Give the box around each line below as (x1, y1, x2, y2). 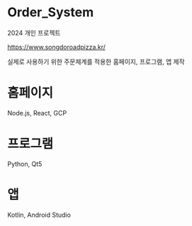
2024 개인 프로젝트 (7, 28, 61, 37)
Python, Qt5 (7, 159, 43, 168)
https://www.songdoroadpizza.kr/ (7, 43, 106, 51)
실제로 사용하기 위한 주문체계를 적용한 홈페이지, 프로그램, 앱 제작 (7, 57, 186, 66)
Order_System (7, 4, 94, 21)
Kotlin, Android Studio (7, 210, 71, 219)
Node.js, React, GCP (7, 108, 67, 117)
